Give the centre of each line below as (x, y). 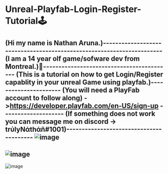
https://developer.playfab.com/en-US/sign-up (84, 106)
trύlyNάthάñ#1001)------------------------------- (83, 129)
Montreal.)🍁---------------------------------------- (84, 66)
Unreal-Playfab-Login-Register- (73, 9)
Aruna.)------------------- (120, 43)
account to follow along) (44, 98)
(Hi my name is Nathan (41, 43)
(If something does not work (110, 113)
